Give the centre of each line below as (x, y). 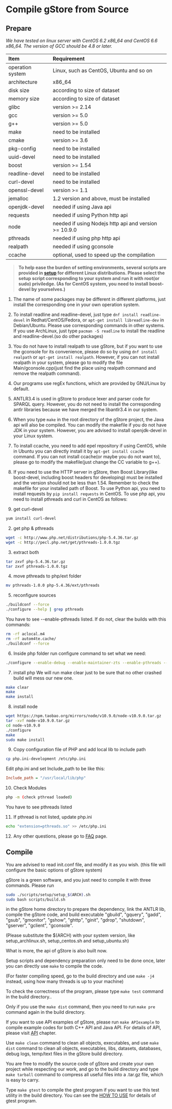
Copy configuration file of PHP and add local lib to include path (79, 750)
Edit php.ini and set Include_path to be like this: (55, 769)
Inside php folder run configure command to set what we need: (80, 653)
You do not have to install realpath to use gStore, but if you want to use (88, 346)
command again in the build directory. (46, 1012)
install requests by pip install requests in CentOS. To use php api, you (89, 494)
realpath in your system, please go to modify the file (68, 362)
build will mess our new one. (43, 678)
